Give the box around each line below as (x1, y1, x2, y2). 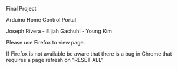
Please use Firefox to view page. (6, 39, 85, 46)
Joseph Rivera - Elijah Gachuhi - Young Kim (6, 27, 113, 34)
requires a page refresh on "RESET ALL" (6, 57, 104, 63)
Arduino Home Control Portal (6, 16, 77, 23)
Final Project (6, 5, 37, 12)
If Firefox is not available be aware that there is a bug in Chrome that (6, 50, 172, 57)
